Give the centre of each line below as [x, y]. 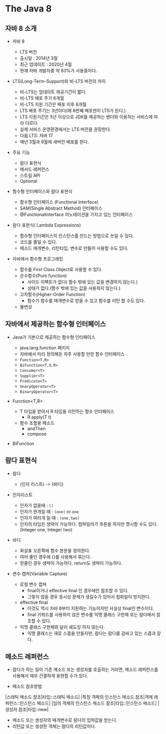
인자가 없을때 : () [37, 505]
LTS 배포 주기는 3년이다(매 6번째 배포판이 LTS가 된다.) [73, 111]
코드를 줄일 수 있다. [38, 242]
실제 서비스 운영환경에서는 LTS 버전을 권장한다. [65, 129]
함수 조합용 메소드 [37, 423]
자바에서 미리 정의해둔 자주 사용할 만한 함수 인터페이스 [72, 354]
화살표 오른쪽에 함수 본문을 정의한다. [55, 550]
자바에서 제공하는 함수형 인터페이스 [56, 324]
